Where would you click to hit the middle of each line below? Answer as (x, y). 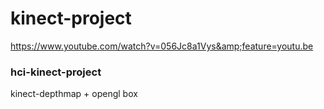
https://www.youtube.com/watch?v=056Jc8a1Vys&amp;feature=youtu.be (162, 46)
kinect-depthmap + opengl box (74, 94)
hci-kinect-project (56, 72)
